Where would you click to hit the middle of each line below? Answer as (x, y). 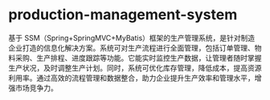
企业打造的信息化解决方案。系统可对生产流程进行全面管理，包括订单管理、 (131, 48)
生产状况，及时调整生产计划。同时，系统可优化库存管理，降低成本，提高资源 (135, 68)
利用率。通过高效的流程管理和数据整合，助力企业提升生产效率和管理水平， (131, 78)
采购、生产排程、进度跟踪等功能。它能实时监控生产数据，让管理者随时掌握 (138, 58)
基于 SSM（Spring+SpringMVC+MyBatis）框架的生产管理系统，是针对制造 (132, 38)
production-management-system (123, 15)
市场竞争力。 (36, 88)
